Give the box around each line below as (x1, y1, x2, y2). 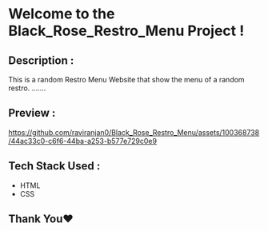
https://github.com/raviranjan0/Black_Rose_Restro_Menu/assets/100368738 (8, 127, 260, 137)
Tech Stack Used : (8, 159, 101, 173)
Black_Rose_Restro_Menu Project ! (8, 22, 245, 40)
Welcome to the (8, 5, 115, 23)
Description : (8, 54, 74, 67)
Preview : (8, 106, 56, 120)
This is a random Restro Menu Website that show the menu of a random (8, 75, 246, 84)
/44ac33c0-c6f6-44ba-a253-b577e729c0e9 (8, 136, 158, 145)
